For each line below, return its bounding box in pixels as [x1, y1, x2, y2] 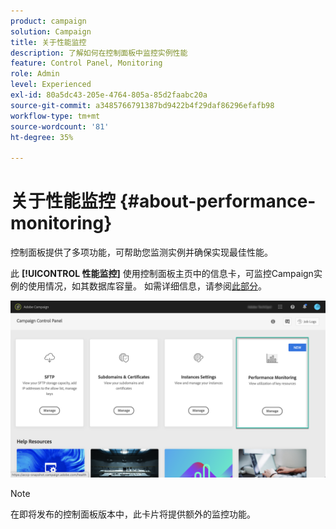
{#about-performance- [119, 190, 317, 213]
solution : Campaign [10, 26, 92, 37]
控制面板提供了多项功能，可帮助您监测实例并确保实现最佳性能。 [10, 246, 273, 259]
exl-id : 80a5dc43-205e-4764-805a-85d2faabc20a [10, 90, 208, 100]
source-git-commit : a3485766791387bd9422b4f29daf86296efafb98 [10, 100, 275, 110]
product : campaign [10, 16, 87, 26]
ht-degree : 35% [10, 132, 74, 142]
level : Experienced [10, 80, 92, 90]
